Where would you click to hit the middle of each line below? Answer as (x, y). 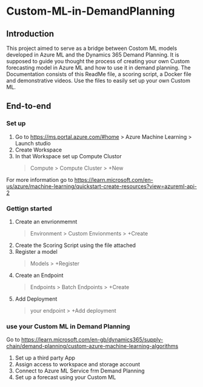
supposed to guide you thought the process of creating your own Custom (98, 61)
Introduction (30, 34)
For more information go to (40, 180)
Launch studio (33, 143)
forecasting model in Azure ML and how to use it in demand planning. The (98, 68)
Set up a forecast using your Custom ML (65, 377)
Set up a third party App (45, 358)
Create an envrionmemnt (46, 221)
